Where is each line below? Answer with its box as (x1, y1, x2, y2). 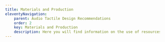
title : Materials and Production (5, 7, 74, 12)
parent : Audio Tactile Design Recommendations (14, 16, 111, 21)
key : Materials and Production (14, 25, 78, 30)
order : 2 (14, 20, 32, 26)
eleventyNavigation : (5, 12, 48, 16)
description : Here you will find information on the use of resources (14, 29, 162, 34)
